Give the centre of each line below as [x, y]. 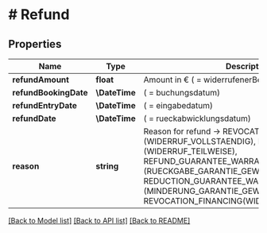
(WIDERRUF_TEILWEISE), [190, 151]
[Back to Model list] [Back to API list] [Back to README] [99, 221]
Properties [35, 44]
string [107, 166]
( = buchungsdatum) [182, 93]
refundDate [35, 118]
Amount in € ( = [172, 80]
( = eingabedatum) [178, 105]
